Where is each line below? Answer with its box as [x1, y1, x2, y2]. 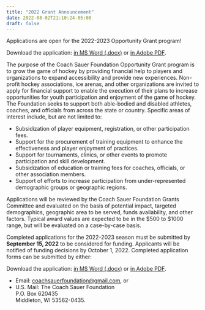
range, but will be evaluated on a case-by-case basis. [6, 222, 142, 229]
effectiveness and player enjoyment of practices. [15, 145, 139, 152]
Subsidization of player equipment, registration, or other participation [15, 125, 190, 133]
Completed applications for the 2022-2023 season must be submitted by [6, 234, 191, 241]
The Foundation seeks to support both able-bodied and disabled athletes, [6, 100, 192, 107]
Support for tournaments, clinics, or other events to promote [15, 151, 167, 158]
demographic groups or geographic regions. [15, 184, 127, 191]
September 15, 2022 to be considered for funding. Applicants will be [6, 240, 180, 247]
